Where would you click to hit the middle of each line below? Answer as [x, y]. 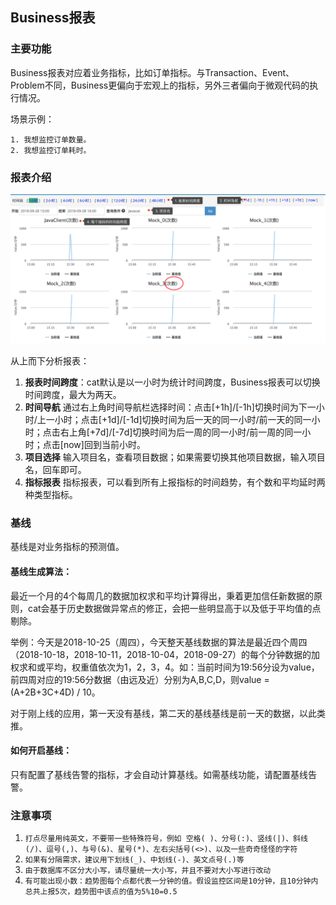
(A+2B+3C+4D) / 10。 [55, 692]
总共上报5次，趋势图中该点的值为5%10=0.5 [101, 892]
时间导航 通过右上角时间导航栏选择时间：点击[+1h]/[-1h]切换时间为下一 [170, 407]
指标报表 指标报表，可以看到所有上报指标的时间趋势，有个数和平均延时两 [175, 482]
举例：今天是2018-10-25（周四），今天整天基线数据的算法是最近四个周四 [159, 642]
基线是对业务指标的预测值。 [67, 547]
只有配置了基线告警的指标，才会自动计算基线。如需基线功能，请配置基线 [159, 774]
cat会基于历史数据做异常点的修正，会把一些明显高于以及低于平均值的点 [174, 608]
